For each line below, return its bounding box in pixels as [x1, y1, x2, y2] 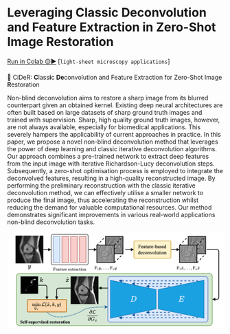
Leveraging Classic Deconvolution [7, 5, 207, 21]
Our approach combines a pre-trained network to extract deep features [7, 152, 209, 160]
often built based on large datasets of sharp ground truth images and [7, 108, 203, 116]
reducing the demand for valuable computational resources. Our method [7, 203, 212, 211]
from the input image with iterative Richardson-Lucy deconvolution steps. [7, 159, 215, 168]
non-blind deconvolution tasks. [7, 218, 95, 226]
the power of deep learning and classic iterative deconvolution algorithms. [7, 144, 218, 153]
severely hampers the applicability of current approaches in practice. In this [7, 130, 221, 138]
